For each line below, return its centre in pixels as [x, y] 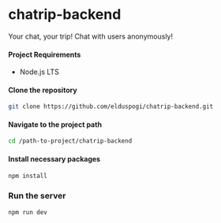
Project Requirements [45, 54]
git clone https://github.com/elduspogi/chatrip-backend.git [111, 107]
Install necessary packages [54, 158]
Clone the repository [43, 90]
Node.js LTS [39, 72]
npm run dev [28, 212]
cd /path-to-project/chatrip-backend [70, 141]
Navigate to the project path [55, 125]
